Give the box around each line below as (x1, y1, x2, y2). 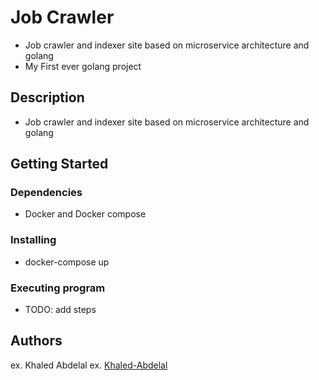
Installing (10, 233, 57, 247)
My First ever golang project (24, 60, 142, 72)
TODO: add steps (24, 304, 97, 316)
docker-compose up (24, 256, 110, 268)
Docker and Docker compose (24, 208, 147, 220)
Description (10, 89, 85, 106)
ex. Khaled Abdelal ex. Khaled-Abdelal (10, 359, 168, 371)
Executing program (10, 281, 106, 295)
